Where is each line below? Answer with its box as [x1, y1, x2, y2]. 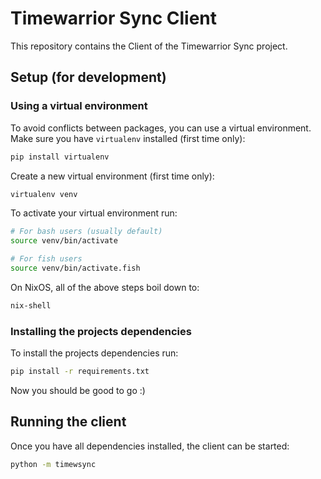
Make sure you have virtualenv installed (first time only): [10, 132, 246, 144]
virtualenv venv [10, 189, 78, 199]
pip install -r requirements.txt [10, 367, 150, 377]
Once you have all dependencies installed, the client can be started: [10, 440, 290, 452]
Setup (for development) [10, 69, 167, 86]
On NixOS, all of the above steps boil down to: [10, 281, 200, 293]
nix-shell [10, 300, 52, 311]
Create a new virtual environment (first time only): [10, 170, 215, 182]
